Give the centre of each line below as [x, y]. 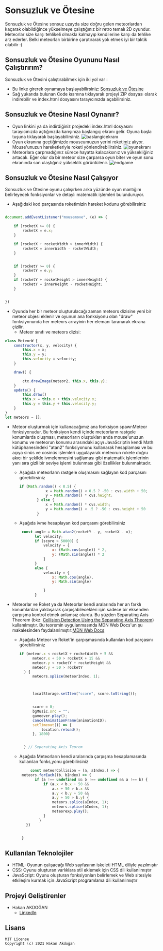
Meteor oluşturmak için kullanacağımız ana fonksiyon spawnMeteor [80, 427]
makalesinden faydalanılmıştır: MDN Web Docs [58, 630]
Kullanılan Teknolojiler [39, 853]
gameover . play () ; [50, 716]
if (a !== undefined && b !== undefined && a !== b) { [91, 779]
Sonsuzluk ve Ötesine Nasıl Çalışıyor [62, 178]
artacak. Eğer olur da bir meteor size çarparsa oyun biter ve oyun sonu [83, 157]
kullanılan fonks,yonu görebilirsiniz [54, 762]
